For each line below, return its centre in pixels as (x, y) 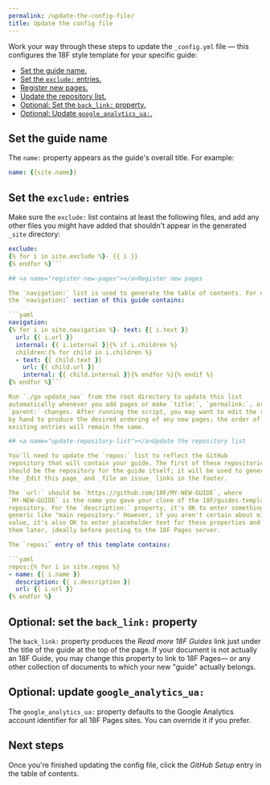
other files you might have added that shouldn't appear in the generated (127, 225)
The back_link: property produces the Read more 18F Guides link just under (135, 641)
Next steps (36, 746)
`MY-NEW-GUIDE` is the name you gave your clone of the (104, 500)
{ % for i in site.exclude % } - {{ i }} (73, 256)
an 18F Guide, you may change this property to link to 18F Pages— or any (129, 658)
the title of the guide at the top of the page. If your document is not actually (133, 650)
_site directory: (35, 234)
